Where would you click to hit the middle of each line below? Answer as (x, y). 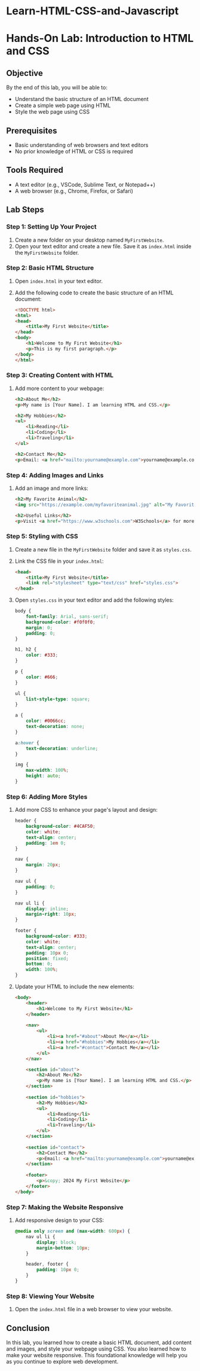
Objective (25, 73)
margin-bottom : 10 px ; (64, 1248)
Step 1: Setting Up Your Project (51, 227)
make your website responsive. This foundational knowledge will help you (97, 1355)
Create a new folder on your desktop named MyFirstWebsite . (89, 240)
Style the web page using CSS (52, 112)
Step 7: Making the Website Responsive (65, 1207)
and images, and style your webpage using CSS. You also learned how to (96, 1349)
